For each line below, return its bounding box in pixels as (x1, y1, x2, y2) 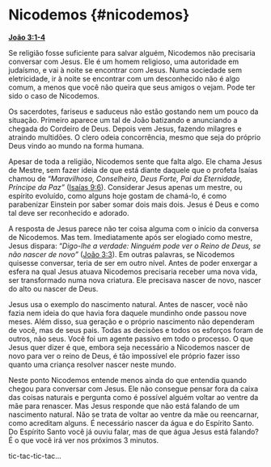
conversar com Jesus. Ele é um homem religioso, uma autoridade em (8, 57, 239, 66)
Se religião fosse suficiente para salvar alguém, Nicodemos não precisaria (8, 48, 256, 57)
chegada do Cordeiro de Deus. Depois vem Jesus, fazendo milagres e (8, 124, 242, 133)
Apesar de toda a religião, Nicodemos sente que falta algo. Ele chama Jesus (8, 156, 263, 166)
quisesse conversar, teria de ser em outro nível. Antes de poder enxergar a (8, 258, 258, 267)
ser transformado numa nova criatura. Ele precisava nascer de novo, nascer (8, 275, 261, 284)
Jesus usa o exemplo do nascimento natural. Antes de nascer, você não (8, 299, 248, 309)
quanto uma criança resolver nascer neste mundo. (8, 360, 176, 369)
